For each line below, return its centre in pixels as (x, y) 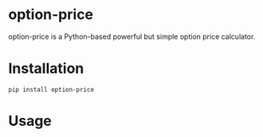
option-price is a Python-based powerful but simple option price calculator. (132, 36)
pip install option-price (51, 89)
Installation (46, 68)
